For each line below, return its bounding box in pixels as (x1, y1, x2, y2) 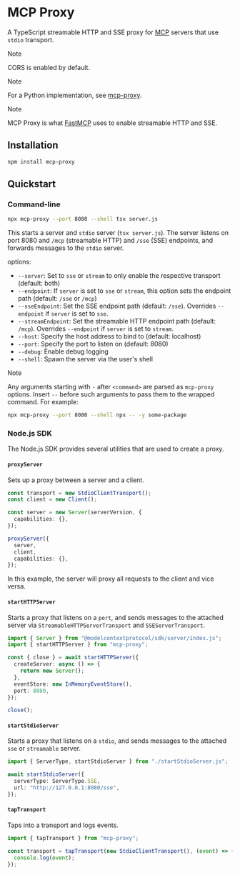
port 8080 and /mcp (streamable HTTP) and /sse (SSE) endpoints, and (7, 236, 213, 245)
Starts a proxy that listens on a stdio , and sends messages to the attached (7, 736, 227, 745)
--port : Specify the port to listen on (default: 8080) (17, 340, 169, 349)
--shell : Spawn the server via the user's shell (17, 355, 154, 364)
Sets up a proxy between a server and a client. (7, 476, 144, 484)
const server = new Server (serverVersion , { (7, 509, 142, 516)
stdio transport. (7, 35, 55, 44)
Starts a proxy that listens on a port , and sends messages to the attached (7, 613, 224, 621)
